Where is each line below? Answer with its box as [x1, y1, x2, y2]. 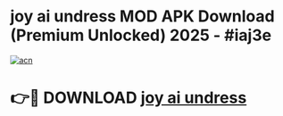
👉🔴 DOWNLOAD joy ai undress [10, 87, 247, 108]
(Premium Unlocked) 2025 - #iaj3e [10, 25, 271, 46]
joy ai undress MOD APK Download [10, 6, 275, 27]
